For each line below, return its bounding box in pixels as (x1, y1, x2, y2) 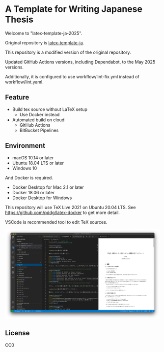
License (5, 329, 30, 337)
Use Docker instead (19, 111, 60, 117)
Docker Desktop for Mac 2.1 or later (12, 184, 84, 190)
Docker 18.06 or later (12, 189, 55, 195)
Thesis (5, 14, 33, 25)
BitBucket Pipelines (19, 127, 59, 133)
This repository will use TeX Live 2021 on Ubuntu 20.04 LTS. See (5, 204, 136, 210)
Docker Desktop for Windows (12, 195, 72, 201)
